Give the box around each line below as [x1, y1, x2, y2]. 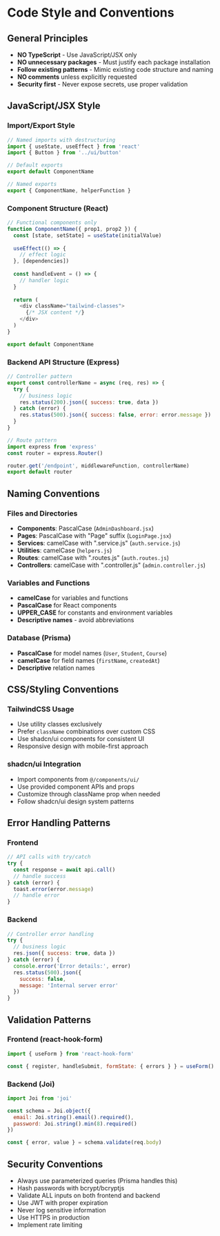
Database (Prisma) [7, 633, 71, 643]
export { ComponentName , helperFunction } [7, 187, 131, 194]
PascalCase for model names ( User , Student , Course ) [17, 648, 168, 657]
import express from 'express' [7, 443, 97, 450]
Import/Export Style [7, 121, 75, 131]
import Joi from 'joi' [7, 1094, 72, 1102]
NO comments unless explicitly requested [17, 73, 137, 81]
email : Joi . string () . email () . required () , [13, 1114, 134, 1121]
